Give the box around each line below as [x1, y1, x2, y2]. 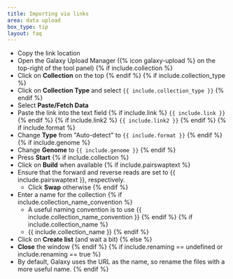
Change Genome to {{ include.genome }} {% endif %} [17, 146, 176, 154]
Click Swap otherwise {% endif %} [27, 183, 129, 191]
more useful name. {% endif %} [17, 265, 109, 273]
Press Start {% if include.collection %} [17, 154, 129, 162]
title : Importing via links [7, 10, 90, 18]
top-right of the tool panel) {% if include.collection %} [17, 64, 174, 72]
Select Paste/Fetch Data [17, 101, 89, 109]
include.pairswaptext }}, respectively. [17, 176, 125, 184]
